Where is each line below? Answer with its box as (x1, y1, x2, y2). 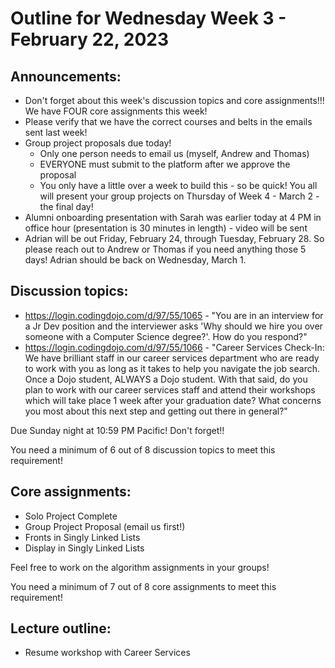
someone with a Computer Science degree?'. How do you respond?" (24, 330, 308, 342)
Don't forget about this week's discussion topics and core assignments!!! (24, 95, 325, 106)
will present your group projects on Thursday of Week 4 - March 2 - (39, 190, 320, 202)
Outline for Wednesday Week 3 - (10, 7, 287, 30)
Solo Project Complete (24, 510, 118, 522)
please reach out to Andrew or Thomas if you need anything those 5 (24, 243, 307, 255)
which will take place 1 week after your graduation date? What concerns (24, 394, 322, 406)
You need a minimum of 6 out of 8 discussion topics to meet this (10, 443, 276, 456)
